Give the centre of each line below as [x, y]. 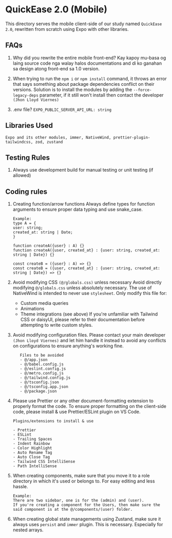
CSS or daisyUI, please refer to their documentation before [83, 320]
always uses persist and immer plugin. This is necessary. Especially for [88, 525]
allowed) [22, 175]
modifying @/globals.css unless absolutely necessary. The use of [82, 288]
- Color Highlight [32, 448]
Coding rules [26, 191]
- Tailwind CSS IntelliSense [44, 462]
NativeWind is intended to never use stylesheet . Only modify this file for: [90, 293]
